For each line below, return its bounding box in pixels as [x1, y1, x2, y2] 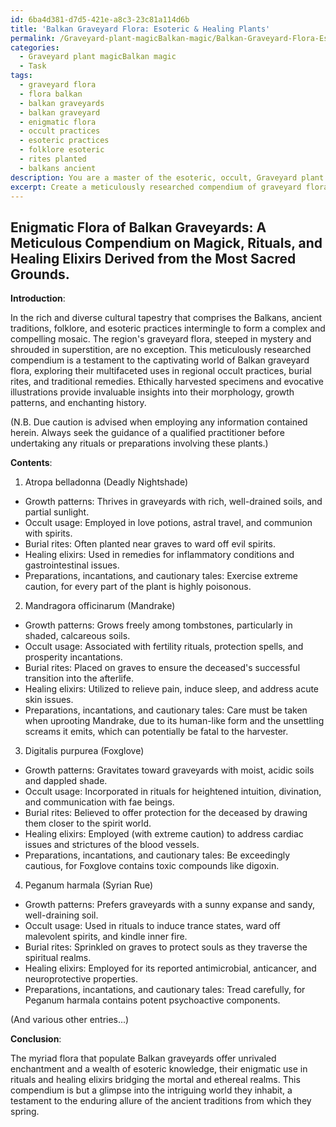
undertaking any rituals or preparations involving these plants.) [10, 437, 269, 450]
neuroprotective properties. [24, 973, 138, 985]
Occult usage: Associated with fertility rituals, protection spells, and [24, 641, 304, 653]
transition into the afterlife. [24, 672, 134, 685]
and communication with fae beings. [24, 796, 175, 808]
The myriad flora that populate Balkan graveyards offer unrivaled [10, 1052, 277, 1065]
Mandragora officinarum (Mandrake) [24, 600, 176, 612]
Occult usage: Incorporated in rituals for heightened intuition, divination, [24, 786, 322, 798]
